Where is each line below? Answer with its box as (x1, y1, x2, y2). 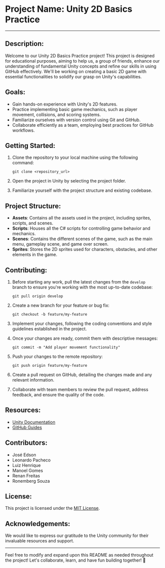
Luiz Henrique (12, 462, 41, 468)
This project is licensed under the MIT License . (5, 505, 100, 511)
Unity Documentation (12, 419, 55, 425)
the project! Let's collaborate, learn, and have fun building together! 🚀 (5, 557, 146, 563)
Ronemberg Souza (12, 478, 50, 484)
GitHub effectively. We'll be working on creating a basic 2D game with (5, 68, 147, 74)
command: (12, 160, 34, 166)
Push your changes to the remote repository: (12, 354, 103, 359)
